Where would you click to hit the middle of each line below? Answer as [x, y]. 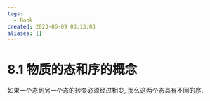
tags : [15, 14]
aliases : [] [25, 33]
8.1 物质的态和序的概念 [72, 70]
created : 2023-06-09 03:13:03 [52, 26]
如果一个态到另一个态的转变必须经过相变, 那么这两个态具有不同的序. [105, 91]
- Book [23, 20]
